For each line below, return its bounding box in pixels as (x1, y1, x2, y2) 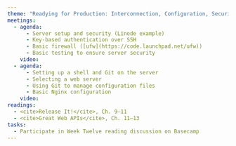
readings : (7, 102, 37, 109)
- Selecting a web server (25, 75, 102, 83)
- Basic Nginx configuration (25, 88, 112, 95)
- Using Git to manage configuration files (25, 82, 156, 89)
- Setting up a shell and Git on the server (25, 69, 159, 76)
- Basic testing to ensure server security (25, 50, 156, 57)
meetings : (7, 17, 37, 24)
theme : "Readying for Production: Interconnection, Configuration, (7, 10, 209, 18)
